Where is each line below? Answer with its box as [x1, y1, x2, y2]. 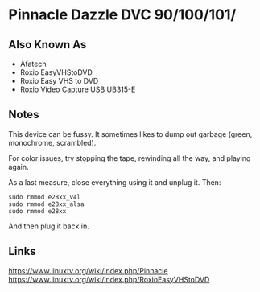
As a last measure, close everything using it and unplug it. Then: [8, 177, 221, 187]
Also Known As [8, 38, 87, 51]
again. [8, 162, 30, 171]
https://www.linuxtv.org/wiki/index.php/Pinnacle [8, 265, 168, 275]
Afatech [19, 59, 47, 68]
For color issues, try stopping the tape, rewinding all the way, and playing [8, 153, 251, 162]
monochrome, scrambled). [8, 138, 97, 147]
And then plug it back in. [8, 221, 90, 231]
